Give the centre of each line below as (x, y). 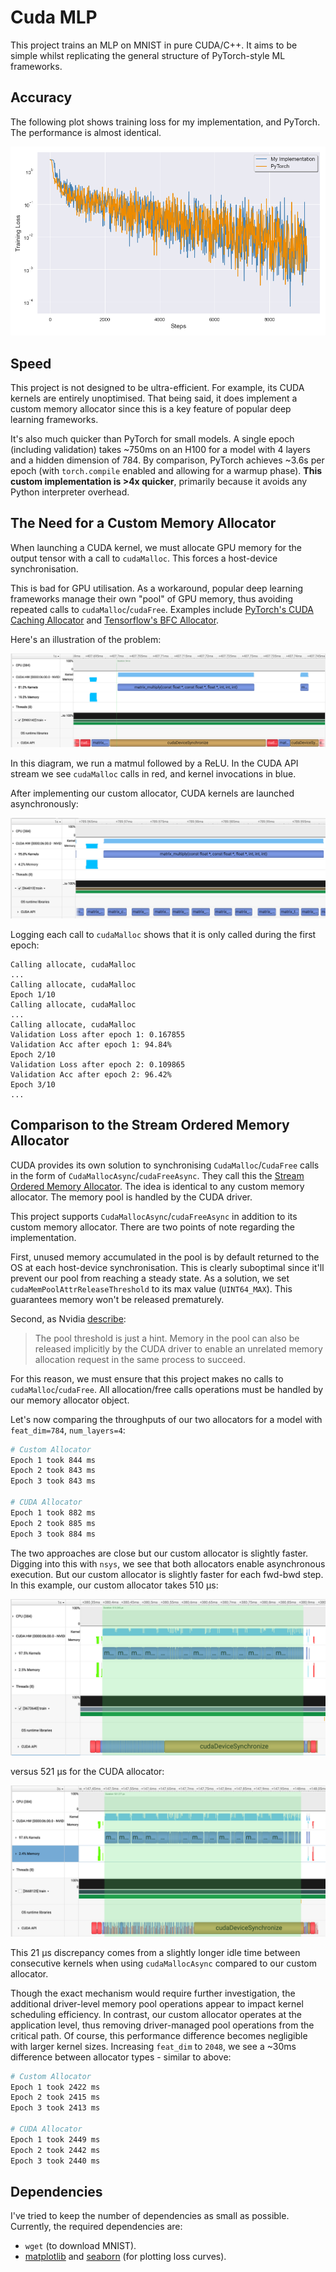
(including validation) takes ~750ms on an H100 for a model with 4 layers (160, 449)
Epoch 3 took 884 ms (53, 1534)
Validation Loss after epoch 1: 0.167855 (98, 1034)
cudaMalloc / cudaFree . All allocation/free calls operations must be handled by (167, 1389)
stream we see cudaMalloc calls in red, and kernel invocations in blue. (153, 773)
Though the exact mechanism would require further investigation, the (153, 1993)
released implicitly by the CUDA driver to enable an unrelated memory (178, 1348)
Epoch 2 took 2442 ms (55, 2150)
